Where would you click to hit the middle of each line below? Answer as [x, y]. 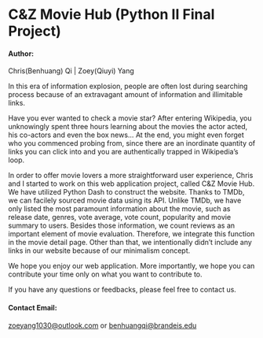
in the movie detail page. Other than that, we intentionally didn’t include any [130, 243]
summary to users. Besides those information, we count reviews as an [122, 225]
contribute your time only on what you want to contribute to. [105, 274]
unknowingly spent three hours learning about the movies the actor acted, [128, 127]
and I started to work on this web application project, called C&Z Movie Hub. [131, 184]
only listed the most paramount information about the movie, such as [119, 209]
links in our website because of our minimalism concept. [99, 251]
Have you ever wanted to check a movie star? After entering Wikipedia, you [130, 118]
